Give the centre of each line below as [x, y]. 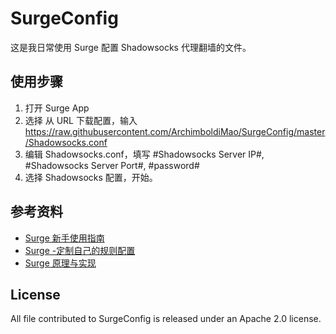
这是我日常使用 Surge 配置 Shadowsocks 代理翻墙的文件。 [131, 47]
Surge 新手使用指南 [64, 238]
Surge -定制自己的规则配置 [80, 250]
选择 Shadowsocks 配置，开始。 [91, 177]
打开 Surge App [57, 108]
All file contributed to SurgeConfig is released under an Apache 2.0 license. [166, 319]
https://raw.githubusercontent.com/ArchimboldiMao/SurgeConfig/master [175, 131]
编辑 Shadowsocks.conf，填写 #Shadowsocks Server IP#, [144, 154]
